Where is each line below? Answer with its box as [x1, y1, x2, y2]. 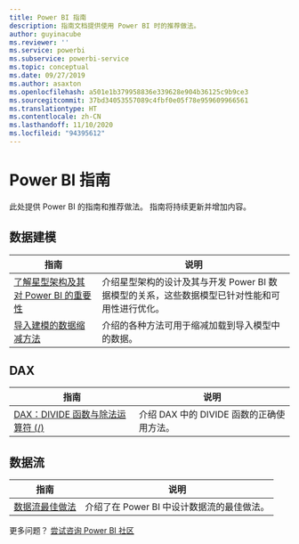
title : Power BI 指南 [9, 12, 87, 22]
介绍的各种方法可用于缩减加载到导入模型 [101, 319, 271, 331]
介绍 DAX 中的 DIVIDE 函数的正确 [138, 409, 277, 421]
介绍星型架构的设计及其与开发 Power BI [101, 275, 267, 288]
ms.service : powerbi [9, 46, 86, 55]
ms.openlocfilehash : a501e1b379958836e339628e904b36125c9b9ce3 [9, 87, 249, 96]
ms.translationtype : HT [9, 104, 98, 113]
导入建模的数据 [13, 319, 77, 331]
